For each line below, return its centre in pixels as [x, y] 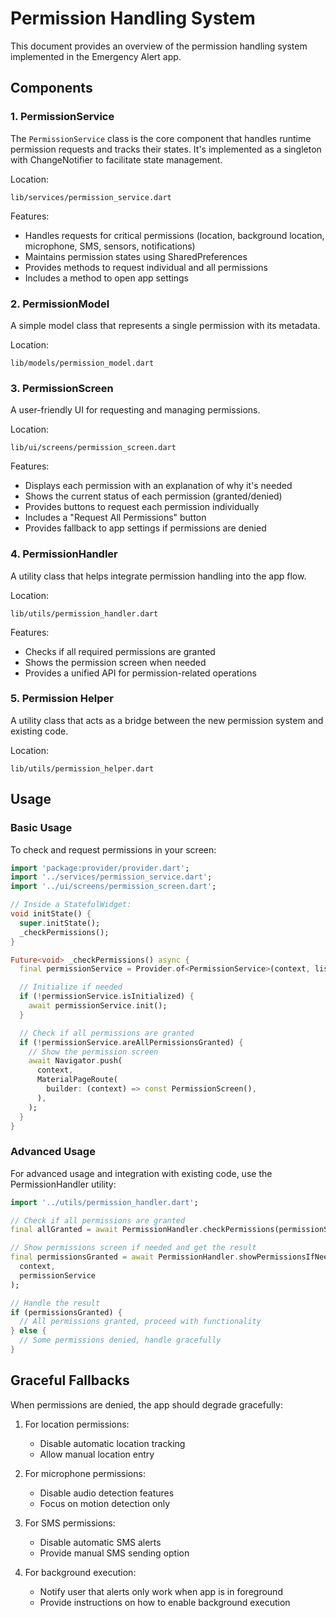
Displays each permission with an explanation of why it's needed [158, 486]
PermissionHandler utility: [63, 1184]
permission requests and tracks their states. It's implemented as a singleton [166, 149]
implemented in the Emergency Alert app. [96, 56]
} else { [28, 1331]
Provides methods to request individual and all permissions [146, 267]
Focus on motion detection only [105, 1503]
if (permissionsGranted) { [66, 1312]
